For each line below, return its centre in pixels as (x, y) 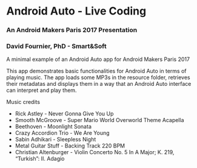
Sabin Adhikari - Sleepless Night (55, 140)
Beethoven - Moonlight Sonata (53, 127)
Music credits (23, 102)
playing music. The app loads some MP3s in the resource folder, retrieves (98, 77)
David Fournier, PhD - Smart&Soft (57, 47)
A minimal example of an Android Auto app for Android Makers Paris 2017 (98, 59)
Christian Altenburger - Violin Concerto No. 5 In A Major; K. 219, (95, 152)
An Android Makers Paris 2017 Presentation (72, 30)
